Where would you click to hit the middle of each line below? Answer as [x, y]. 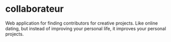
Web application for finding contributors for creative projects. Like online [82, 23]
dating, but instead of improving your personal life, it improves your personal [86, 28]
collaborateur [34, 9]
